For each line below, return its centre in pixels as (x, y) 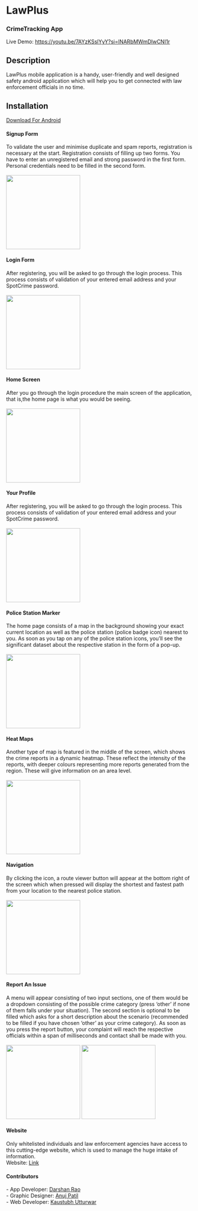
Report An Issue (26, 985)
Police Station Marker (33, 613)
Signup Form (22, 133)
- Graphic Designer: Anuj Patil (42, 1196)
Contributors (22, 1176)
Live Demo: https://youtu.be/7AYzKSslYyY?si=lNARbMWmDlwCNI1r (88, 41)
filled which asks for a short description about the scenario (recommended (97, 1017)
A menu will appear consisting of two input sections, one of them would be (97, 998)
